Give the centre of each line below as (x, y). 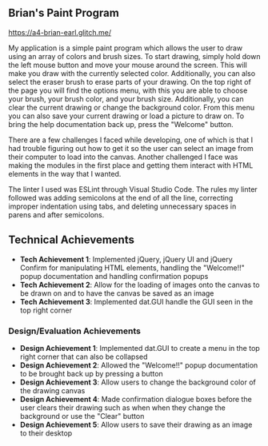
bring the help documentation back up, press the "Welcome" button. (121, 124)
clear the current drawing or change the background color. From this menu (132, 107)
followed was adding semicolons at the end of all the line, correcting (121, 197)
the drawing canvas (52, 390)
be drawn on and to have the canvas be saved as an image (117, 293)
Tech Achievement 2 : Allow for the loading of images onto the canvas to (140, 285)
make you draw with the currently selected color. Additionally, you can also (132, 73)
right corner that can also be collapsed (84, 356)
